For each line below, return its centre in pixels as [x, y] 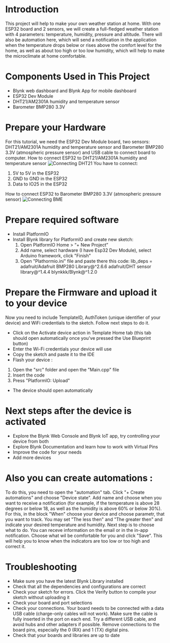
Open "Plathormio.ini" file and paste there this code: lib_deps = [86, 261]
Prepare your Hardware [55, 128]
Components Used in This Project [78, 77]
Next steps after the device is [68, 411]
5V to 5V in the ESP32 [36, 173]
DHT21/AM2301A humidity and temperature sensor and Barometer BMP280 [84, 147]
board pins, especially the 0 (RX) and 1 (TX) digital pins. [71, 630]
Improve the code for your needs [47, 452]
